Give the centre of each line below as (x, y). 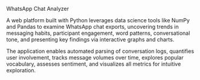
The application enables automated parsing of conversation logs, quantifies (100, 51)
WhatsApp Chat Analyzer (38, 9)
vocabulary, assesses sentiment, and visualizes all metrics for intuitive (94, 64)
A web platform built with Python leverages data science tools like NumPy (98, 20)
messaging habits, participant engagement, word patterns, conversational (98, 33)
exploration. (21, 70)
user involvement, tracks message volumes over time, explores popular (95, 57)
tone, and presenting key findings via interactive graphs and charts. (90, 39)
